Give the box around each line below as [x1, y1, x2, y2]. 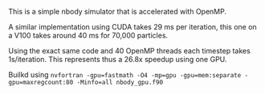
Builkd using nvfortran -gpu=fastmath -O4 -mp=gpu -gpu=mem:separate [8, 70, 242, 79]
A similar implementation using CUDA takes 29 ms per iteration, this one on [8, 22, 257, 31]
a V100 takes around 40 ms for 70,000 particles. [8, 31, 169, 40]
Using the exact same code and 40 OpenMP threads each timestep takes [8, 46, 251, 55]
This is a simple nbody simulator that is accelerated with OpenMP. [8, 7, 227, 16]
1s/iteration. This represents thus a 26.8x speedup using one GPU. [8, 55, 227, 64]
